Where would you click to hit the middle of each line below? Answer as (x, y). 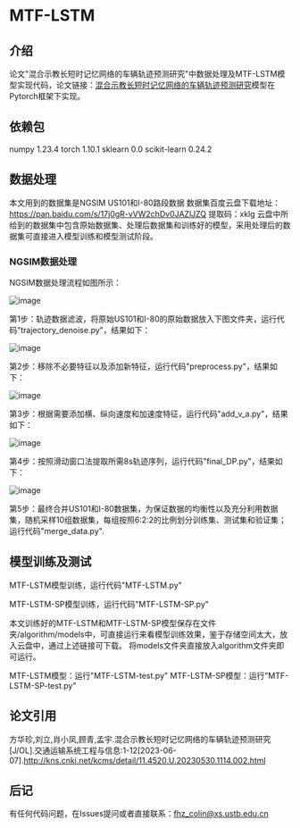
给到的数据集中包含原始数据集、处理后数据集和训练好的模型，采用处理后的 (146, 225)
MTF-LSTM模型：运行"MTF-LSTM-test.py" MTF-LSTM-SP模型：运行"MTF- (149, 675)
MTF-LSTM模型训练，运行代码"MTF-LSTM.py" (96, 585)
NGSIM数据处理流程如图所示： (66, 282)
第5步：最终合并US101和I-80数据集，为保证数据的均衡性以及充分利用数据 (144, 508)
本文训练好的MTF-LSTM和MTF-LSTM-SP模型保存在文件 (113, 623)
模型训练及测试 (50, 562)
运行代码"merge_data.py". (57, 531)
